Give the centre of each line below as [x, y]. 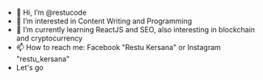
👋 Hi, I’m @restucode [51, 13]
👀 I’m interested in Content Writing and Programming [104, 21]
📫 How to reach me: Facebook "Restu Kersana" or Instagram [118, 47]
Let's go [30, 67]
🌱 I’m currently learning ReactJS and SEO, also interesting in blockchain [136, 29]
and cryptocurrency [49, 38]
